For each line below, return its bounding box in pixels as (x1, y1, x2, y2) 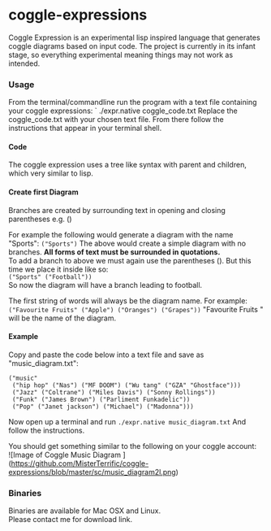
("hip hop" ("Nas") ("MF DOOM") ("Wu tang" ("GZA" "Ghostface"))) (11, 381, 242, 390)
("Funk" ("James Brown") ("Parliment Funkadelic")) (11, 395, 191, 403)
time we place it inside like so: (8, 264, 109, 274)
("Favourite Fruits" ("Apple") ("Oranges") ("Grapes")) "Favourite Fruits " (8, 304, 264, 314)
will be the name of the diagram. (8, 313, 117, 323)
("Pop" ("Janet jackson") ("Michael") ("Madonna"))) (11, 403, 195, 411)
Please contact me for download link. (8, 515, 132, 524)
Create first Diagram (8, 187, 79, 197)
